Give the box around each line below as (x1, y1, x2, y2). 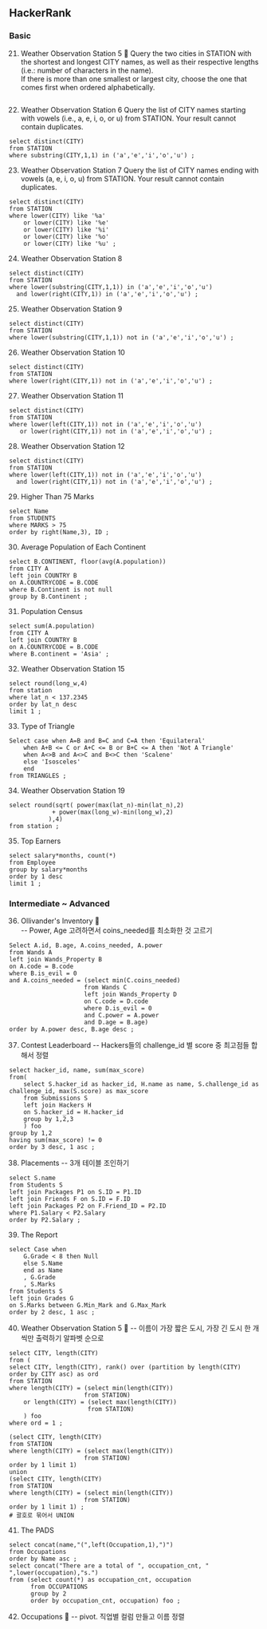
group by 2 (29, 1589, 67, 1598)
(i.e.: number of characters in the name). (20, 65, 154, 75)
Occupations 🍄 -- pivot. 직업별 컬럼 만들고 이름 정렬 (20, 1611, 186, 1621)
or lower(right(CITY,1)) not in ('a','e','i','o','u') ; (19, 427, 214, 435)
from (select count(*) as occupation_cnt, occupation (9, 1575, 192, 1583)
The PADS (20, 1525, 54, 1535)
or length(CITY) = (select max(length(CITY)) (23, 1397, 178, 1406)
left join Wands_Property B (9, 955, 103, 963)
